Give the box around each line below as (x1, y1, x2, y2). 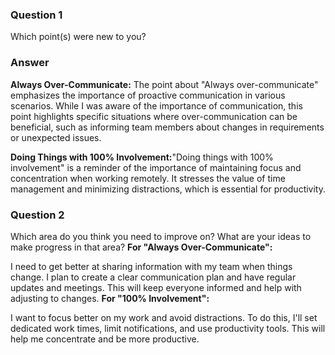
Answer (10, 56, 50, 70)
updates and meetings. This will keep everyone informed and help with (10, 281, 302, 293)
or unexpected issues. (10, 131, 102, 143)
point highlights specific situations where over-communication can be (10, 110, 298, 122)
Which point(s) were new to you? (10, 31, 147, 43)
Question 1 (10, 8, 63, 22)
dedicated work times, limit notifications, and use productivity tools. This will (10, 322, 326, 334)
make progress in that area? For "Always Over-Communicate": (10, 241, 273, 253)
